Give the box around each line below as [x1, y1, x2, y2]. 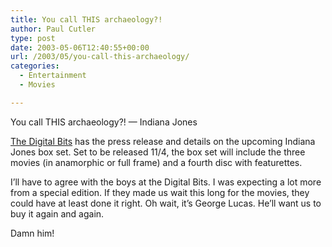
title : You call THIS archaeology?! [10, 14, 163, 25]
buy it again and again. [10, 207, 105, 220]
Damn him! [10, 227, 55, 239]
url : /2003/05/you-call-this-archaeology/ [10, 52, 190, 62]
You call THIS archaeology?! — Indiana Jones [10, 116, 198, 128]
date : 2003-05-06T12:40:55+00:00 [10, 42, 150, 53]
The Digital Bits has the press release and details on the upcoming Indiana [10, 135, 316, 147]
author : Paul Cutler [10, 24, 97, 34]
